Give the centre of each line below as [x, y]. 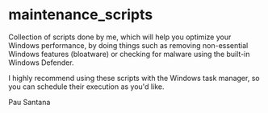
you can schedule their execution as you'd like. [86, 87]
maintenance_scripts [81, 15]
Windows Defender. [41, 63]
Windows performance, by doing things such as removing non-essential [128, 45]
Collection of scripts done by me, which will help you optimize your [120, 37]
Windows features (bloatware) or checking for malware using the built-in [129, 54]
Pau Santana [29, 102]
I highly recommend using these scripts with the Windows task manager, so [134, 78]
